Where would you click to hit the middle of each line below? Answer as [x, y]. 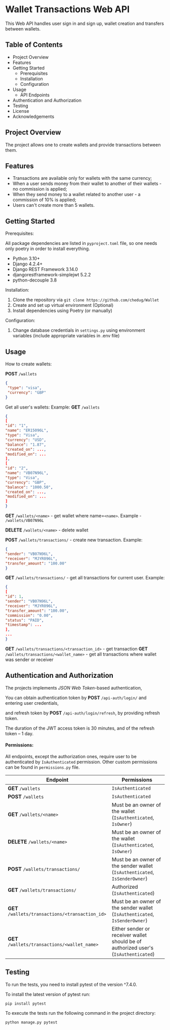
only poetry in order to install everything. [48, 249]
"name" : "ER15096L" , [27, 430]
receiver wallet [129, 935]
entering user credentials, [32, 703]
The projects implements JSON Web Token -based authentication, [74, 688]
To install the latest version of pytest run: [48, 994]
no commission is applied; [40, 189]
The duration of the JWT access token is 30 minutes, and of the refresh [80, 728]
